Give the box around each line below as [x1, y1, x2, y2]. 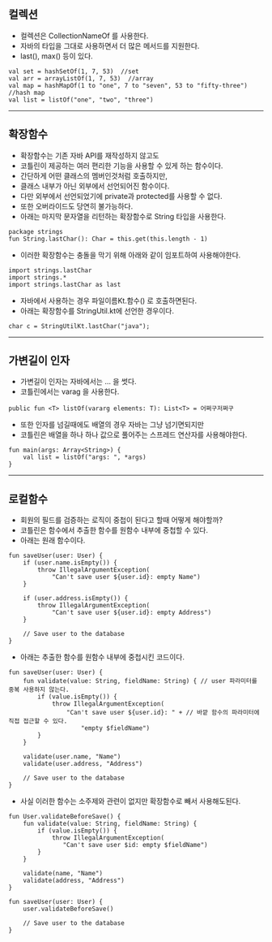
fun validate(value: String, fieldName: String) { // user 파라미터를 [23, 677, 257, 685]
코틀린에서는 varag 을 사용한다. [19, 387, 120, 396]
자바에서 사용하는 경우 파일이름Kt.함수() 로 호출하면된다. [19, 296, 197, 305]
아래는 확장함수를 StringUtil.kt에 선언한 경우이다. [19, 305, 174, 315]
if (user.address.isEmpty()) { [23, 594, 129, 603]
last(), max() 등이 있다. [19, 51, 93, 61]
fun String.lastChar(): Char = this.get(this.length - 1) [8, 235, 208, 243]
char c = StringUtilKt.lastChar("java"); [8, 322, 151, 331]
